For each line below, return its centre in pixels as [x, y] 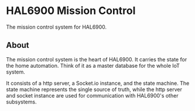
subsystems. [21, 102]
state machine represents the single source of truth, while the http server [94, 89]
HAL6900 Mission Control [71, 11]
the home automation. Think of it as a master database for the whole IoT [93, 65]
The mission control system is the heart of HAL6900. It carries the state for [97, 59]
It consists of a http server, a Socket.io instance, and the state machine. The [98, 83]
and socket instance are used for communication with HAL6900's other [92, 95]
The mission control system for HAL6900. [57, 27]
